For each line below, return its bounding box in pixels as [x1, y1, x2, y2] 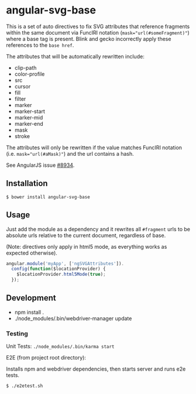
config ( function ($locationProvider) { [11, 266, 106, 272]
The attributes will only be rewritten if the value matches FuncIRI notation [6, 144, 183, 151]
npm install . [14, 309, 44, 316]
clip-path [14, 64, 37, 71]
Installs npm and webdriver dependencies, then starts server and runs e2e [6, 365, 186, 372]
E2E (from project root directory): [6, 354, 87, 361]
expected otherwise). [6, 249, 57, 256]
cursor [14, 83, 31, 90]
